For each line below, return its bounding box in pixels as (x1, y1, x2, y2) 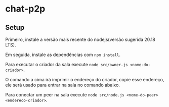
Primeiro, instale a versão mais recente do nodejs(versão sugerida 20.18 (5, 36, 156, 42)
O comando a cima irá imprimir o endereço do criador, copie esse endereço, (5, 77, 164, 82)
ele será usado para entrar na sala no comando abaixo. (5, 82, 120, 88)
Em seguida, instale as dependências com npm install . (5, 51, 120, 58)
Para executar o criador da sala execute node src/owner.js (5, 62, 128, 67)
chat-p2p (5, 3, 46, 15)
